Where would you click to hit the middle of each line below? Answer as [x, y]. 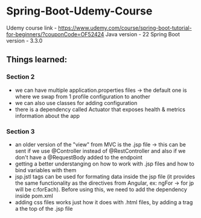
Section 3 [21, 131]
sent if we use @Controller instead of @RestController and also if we [100, 151]
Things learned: [37, 59]
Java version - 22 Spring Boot [142, 34]
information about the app [47, 115]
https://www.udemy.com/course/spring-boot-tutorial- [125, 28]
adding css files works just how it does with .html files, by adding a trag [104, 202]
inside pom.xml [34, 196]
